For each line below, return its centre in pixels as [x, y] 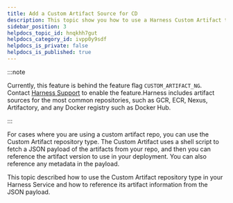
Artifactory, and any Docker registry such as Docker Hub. [89, 107]
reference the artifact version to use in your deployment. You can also [107, 156]
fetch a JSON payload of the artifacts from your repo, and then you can [109, 149]
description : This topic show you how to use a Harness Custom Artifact [114, 20]
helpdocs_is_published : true [49, 53]
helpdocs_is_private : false [48, 46]
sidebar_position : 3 [37, 26]
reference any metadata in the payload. [63, 164]
